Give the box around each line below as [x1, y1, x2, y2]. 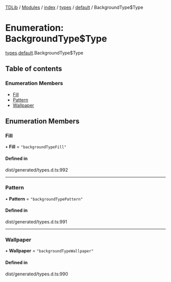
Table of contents [5, 65, 62, 73]
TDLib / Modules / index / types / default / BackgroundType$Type [5, 5, 144, 10]
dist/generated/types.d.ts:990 [5, 271, 69, 277]
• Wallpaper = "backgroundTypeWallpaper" [5, 248, 94, 254]
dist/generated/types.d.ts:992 [5, 166, 68, 173]
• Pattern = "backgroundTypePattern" [5, 195, 83, 202]
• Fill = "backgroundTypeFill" [5, 144, 67, 150]
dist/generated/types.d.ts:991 [5, 219, 67, 225]
